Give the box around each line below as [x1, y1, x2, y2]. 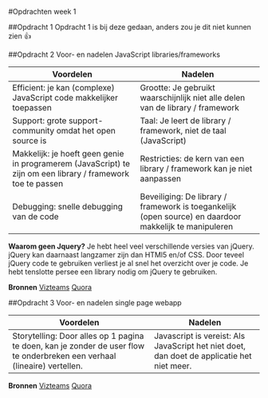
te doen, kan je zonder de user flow [12, 340, 145, 351]
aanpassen [140, 173, 182, 184]
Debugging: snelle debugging [12, 201, 124, 212]
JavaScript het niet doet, [154, 340, 246, 351]
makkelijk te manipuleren [140, 221, 234, 232]
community [12, 125, 55, 136]
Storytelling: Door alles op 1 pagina [12, 331, 144, 341]
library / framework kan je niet [140, 163, 253, 174]
